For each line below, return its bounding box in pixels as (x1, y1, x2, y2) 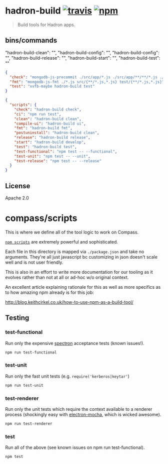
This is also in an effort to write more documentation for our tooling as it (5, 269, 153, 275)
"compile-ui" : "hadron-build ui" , (14, 121, 86, 126)
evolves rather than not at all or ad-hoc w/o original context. (5, 274, 129, 280)
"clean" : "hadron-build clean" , (14, 116, 81, 122)
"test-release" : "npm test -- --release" (14, 158, 101, 163)
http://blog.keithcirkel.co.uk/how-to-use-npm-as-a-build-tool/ (5, 299, 133, 305)
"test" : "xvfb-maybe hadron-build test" (9, 84, 95, 89)
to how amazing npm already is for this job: (5, 289, 94, 295)
